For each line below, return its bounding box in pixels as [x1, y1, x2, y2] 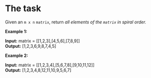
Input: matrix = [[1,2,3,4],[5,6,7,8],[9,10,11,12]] [5, 62, 95, 68]
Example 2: [5, 52, 28, 58]
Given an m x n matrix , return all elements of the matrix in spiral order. [5, 19, 147, 25]
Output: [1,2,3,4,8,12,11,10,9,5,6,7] [5, 67, 72, 73]
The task [5, 3, 41, 14]
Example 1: [5, 28, 28, 34]
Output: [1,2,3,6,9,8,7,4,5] [5, 43, 57, 49]
